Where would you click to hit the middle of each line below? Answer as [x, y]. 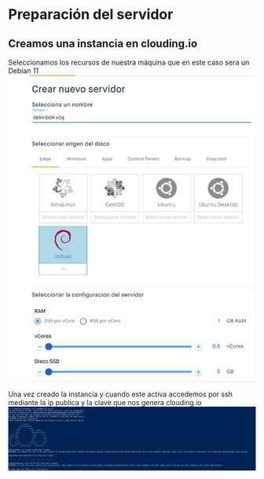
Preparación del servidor [91, 15]
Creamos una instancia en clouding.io [103, 44]
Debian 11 [24, 71]
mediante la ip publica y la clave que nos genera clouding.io [105, 402]
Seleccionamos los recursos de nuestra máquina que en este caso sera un [129, 62]
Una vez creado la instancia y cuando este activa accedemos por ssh [121, 394]
